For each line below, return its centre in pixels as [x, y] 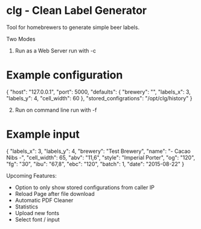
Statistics [27, 207]
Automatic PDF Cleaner [44, 200]
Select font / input [37, 219]
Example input [43, 134]
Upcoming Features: [32, 175]
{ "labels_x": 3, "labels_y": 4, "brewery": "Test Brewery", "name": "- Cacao [99, 151]
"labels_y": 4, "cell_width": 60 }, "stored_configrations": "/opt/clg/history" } [99, 98]
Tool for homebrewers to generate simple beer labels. [73, 27]
